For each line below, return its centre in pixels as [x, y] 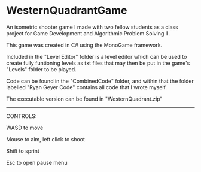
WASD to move [25, 128]
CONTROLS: [22, 116]
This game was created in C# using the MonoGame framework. [84, 45]
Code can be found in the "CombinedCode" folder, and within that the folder [100, 81]
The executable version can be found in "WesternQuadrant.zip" [84, 99]
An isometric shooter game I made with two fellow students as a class [92, 27]
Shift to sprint [23, 151]
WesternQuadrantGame [67, 10]
